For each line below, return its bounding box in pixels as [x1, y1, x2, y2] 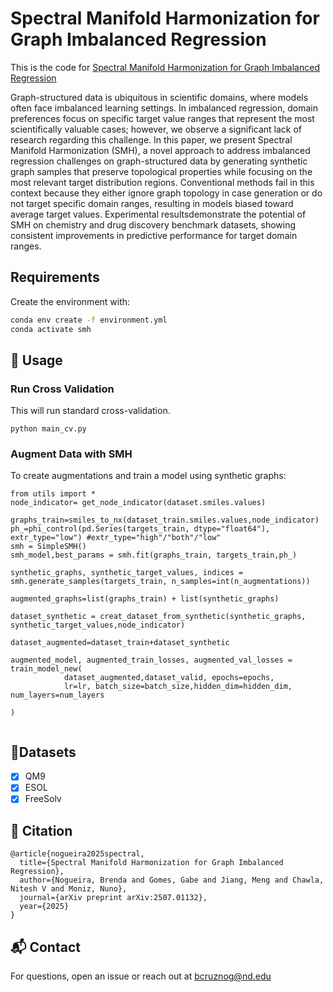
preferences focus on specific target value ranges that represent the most [10, 112, 315, 124]
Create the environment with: [10, 295, 131, 307]
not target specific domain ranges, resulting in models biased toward [10, 197, 294, 209]
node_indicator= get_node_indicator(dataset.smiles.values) [10, 498, 267, 508]
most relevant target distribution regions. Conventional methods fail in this [10, 176, 315, 188]
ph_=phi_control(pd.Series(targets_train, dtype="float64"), [10, 524, 271, 534]
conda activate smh [10, 324, 92, 334]
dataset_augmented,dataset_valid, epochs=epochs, [63, 673, 275, 683]
